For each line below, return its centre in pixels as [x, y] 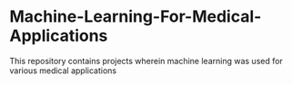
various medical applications [63, 71]
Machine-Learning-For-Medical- [136, 17]
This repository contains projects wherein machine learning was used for [146, 61]
